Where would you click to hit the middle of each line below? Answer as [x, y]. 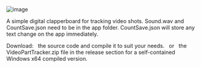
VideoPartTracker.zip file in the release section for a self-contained [91, 52]
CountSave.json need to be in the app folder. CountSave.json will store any [100, 28]
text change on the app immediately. [52, 34]
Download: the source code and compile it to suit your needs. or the [97, 46]
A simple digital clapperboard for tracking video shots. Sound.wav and [95, 21]
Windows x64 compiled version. [47, 59]
